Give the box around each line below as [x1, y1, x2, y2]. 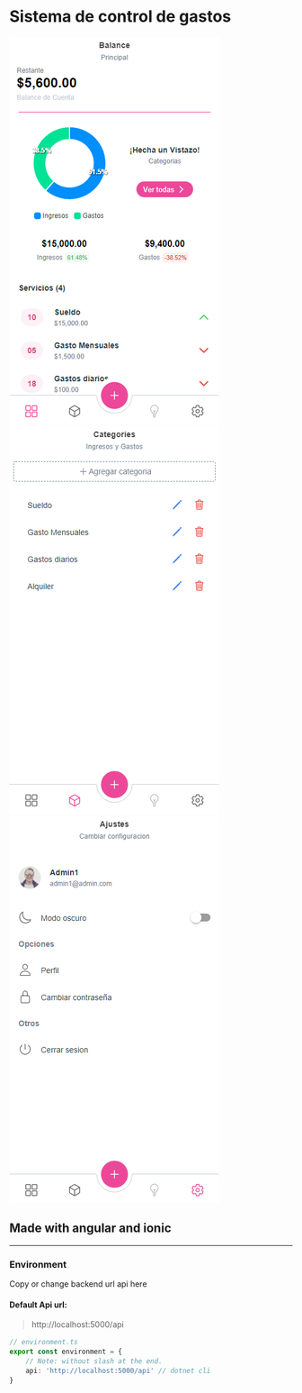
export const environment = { [9, 1347, 123, 1357]
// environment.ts [9, 1338, 78, 1347]
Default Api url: [9, 1299, 67, 1310]
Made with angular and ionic [9, 1221, 172, 1236]
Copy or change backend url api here [9, 1279, 147, 1289]
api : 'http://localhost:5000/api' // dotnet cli [25, 1366, 211, 1375]
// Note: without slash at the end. [25, 1357, 164, 1366]
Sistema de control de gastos [9, 6, 232, 27]
